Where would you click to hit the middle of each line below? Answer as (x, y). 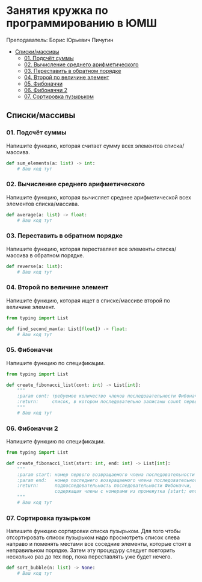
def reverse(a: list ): (35, 266)
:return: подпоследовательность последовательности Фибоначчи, (105, 486)
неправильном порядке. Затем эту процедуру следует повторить (91, 550)
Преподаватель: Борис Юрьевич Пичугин (60, 40)
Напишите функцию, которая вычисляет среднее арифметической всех (99, 197)
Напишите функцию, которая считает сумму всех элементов (85, 146)
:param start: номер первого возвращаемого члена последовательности (106, 474)
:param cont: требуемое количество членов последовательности (96, 396)
